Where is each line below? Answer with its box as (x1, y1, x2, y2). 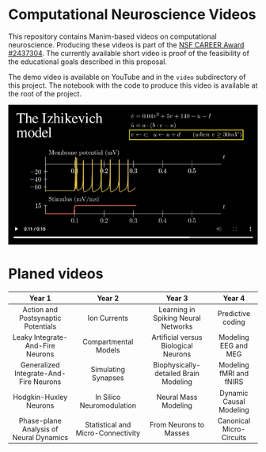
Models (96, 345, 120, 355)
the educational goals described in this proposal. (8, 57, 168, 66)
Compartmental (82, 337, 134, 346)
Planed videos (8, 265, 104, 283)
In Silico (94, 393, 121, 402)
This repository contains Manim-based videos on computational (8, 32, 218, 41)
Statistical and (84, 420, 131, 430)
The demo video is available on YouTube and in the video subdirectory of (8, 72, 246, 81)
